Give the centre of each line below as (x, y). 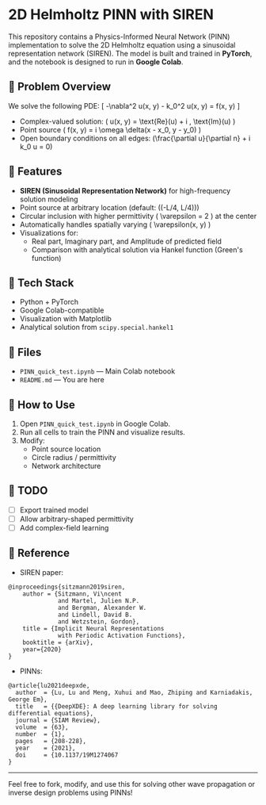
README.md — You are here (62, 380)
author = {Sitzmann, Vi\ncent (72, 594)
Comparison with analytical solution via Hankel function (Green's (137, 249)
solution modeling (49, 199)
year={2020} (42, 649)
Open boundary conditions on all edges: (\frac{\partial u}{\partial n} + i (135, 138)
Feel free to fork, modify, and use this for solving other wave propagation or (132, 784)
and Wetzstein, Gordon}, (99, 621)
